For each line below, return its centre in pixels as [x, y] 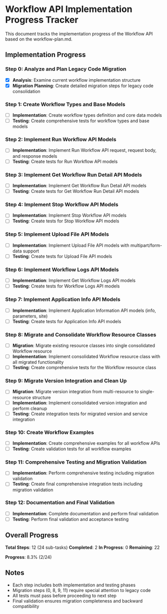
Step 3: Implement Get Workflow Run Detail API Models [74, 175]
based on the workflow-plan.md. [39, 39]
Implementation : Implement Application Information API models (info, [84, 310]
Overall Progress [32, 535]
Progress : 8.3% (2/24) [28, 557]
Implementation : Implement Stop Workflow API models [69, 215]
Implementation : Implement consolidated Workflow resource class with [86, 357]
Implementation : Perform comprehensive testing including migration [83, 473]
